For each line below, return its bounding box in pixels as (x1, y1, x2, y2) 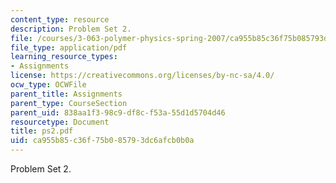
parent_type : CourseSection (10, 98, 128, 108)
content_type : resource (10, 14, 110, 25)
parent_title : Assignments (10, 89, 123, 99)
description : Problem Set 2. (10, 24, 132, 34)
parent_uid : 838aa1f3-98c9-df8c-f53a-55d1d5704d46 (10, 107, 226, 118)
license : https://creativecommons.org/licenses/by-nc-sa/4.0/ (10, 71, 275, 81)
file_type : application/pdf (10, 42, 128, 53)
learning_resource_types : (10, 52, 118, 62)
